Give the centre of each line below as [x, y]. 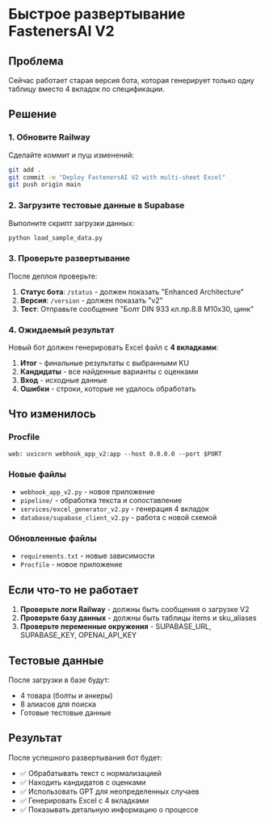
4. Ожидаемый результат [61, 329]
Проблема [36, 61]
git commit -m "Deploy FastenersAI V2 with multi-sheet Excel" [117, 177]
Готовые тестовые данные [65, 712]
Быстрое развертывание [97, 14]
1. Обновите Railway [49, 137]
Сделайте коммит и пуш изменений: [72, 155]
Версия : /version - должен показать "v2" [91, 300]
